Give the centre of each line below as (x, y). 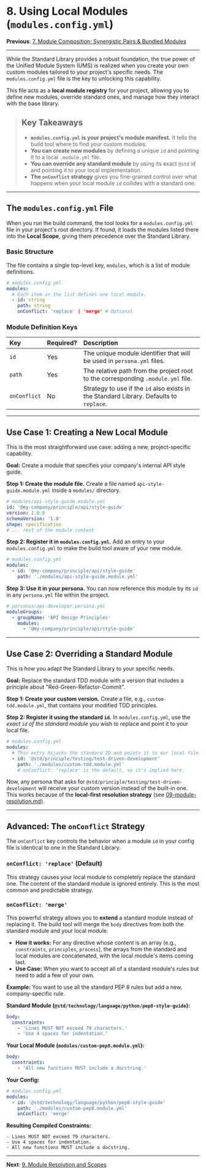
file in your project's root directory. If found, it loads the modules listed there (103, 229)
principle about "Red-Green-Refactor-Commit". (66, 687)
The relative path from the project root (138, 371)
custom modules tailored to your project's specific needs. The (85, 72)
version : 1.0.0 (26, 513)
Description (101, 343)
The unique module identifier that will (137, 353)
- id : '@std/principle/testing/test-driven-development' (86, 759)
